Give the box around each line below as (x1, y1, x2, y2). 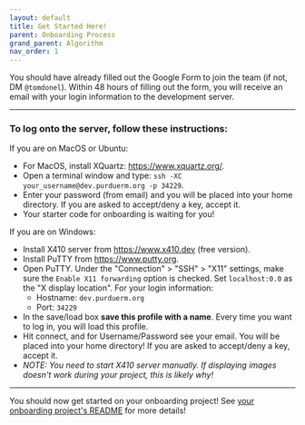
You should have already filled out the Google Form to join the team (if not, (9, 72, 288, 83)
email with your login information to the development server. (9, 92, 234, 103)
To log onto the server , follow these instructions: (9, 123, 229, 135)
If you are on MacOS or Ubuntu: (9, 143, 129, 154)
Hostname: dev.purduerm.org (35, 292, 145, 303)
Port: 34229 (35, 301, 77, 313)
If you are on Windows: (9, 226, 96, 237)
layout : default (9, 13, 71, 23)
